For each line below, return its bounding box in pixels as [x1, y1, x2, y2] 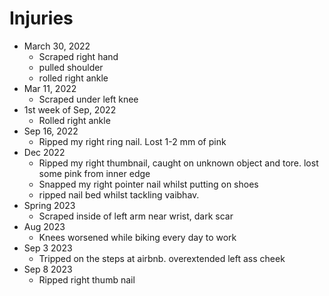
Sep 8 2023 [23, 263, 73, 275]
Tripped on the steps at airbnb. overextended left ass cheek [38, 252, 286, 264]
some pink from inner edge [38, 167, 151, 179]
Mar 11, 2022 [23, 82, 77, 94]
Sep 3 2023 [23, 242, 73, 254]
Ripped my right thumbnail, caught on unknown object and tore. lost [38, 157, 319, 169]
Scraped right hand [38, 50, 119, 62]
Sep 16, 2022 [23, 125, 79, 137]
